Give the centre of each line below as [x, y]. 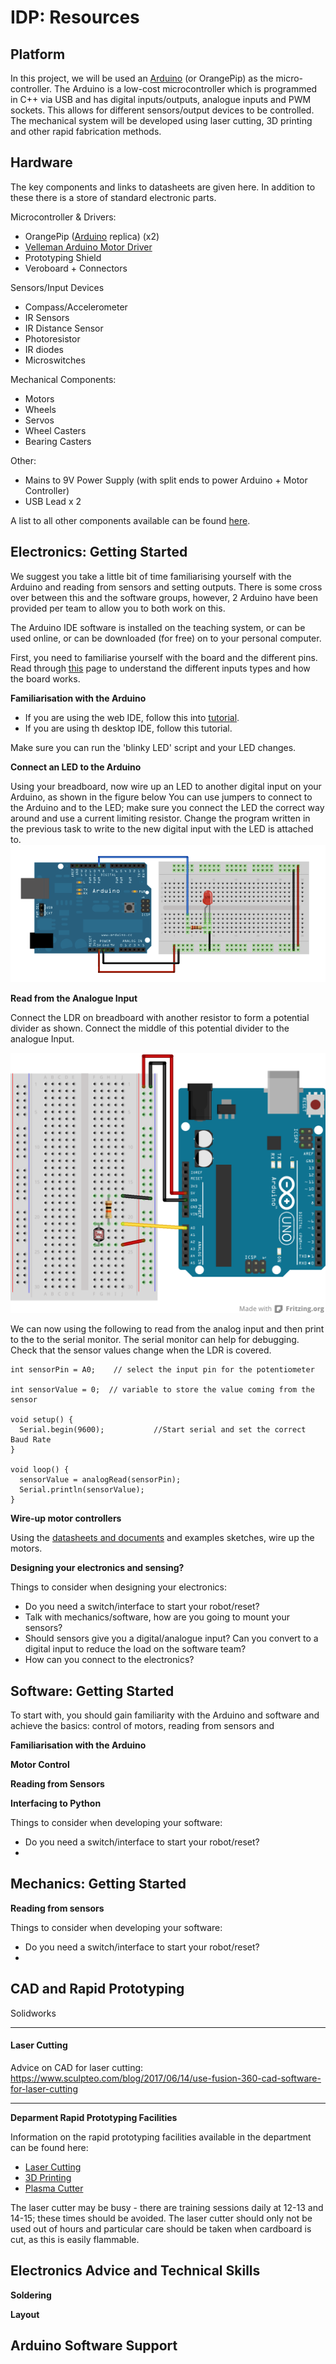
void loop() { [40, 1470]
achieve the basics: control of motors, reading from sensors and [142, 1725]
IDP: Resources [75, 17]
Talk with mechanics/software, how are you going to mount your [157, 1617]
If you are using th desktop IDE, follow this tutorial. [128, 728]
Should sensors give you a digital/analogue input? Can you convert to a [171, 1638]
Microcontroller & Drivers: [63, 217]
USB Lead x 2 [53, 501]
